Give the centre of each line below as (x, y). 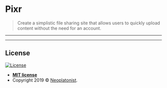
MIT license (25, 75)
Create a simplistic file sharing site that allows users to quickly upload (89, 23)
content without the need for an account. (59, 28)
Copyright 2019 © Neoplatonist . (45, 80)
